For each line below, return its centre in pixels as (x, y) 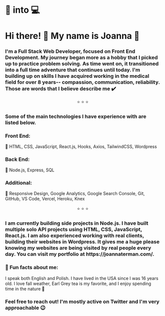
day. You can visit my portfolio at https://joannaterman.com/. (80, 254)
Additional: (18, 183)
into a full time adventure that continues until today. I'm (73, 70)
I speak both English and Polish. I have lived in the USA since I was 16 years (82, 278)
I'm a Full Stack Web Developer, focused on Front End (70, 51)
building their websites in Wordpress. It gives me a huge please (82, 242)
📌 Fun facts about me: (32, 268)
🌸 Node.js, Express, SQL (30, 170)
